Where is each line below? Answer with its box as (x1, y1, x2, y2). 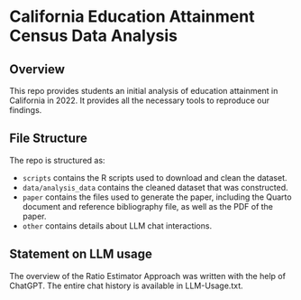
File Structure (9, 131, 87, 146)
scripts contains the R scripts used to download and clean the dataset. (22, 172, 287, 183)
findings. (9, 105, 42, 115)
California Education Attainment (9, 6, 255, 27)
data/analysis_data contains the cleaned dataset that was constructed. (22, 182, 288, 192)
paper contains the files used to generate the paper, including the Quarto (22, 192, 292, 202)
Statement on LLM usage (9, 247, 153, 262)
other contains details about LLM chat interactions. (22, 220, 213, 231)
